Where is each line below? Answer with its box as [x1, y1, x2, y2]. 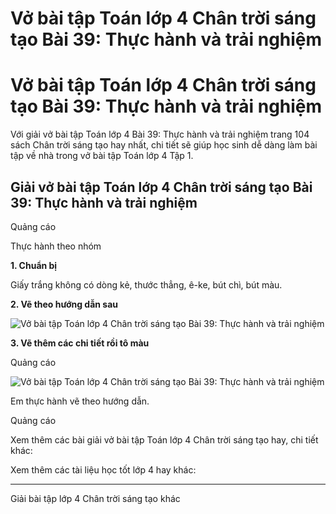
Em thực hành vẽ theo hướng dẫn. [10, 395, 150, 407]
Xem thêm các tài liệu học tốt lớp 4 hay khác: [10, 463, 197, 476]
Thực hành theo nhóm [10, 240, 102, 252]
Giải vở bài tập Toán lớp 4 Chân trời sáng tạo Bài [10, 178, 313, 196]
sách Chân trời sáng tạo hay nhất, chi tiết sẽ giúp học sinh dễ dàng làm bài [10, 139, 318, 151]
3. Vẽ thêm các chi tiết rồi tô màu [10, 337, 150, 349]
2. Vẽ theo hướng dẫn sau [10, 298, 119, 310]
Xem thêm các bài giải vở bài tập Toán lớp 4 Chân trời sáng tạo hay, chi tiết [10, 433, 319, 446]
